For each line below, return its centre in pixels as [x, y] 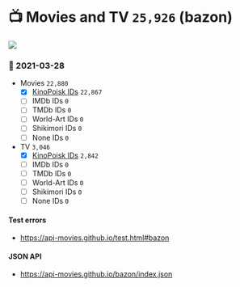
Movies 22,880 [44, 83]
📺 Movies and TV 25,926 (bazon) [120, 17]
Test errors [27, 220]
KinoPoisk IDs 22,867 [67, 92]
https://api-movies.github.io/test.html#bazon [95, 238]
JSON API [25, 256]
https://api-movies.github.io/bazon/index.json [96, 274]
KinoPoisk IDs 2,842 [65, 155]
